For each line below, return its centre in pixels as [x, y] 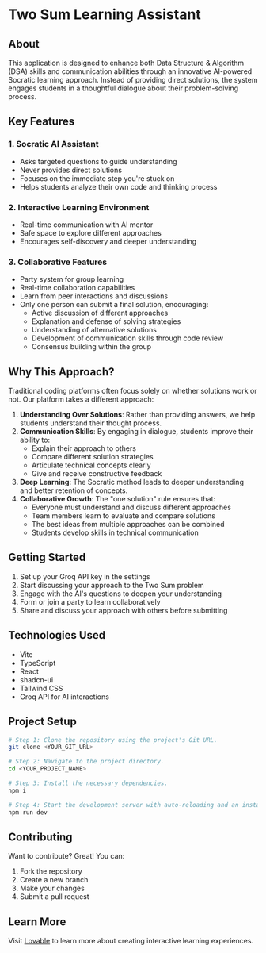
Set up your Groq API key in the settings [85, 576]
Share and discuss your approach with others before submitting [123, 610]
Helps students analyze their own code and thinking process [118, 186]
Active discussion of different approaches [100, 313]
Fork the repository [51, 871]
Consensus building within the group [91, 347]
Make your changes [52, 888]
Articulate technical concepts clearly [91, 465]
